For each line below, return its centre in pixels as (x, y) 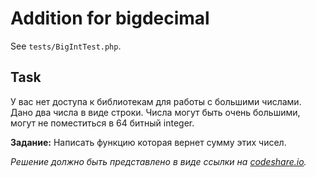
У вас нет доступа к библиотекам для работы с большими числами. (156, 101)
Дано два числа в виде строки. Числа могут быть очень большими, (155, 112)
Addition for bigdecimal (110, 18)
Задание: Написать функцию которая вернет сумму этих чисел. (148, 142)
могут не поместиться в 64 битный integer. (102, 123)
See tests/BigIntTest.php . (66, 46)
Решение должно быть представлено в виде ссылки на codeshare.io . (158, 161)
